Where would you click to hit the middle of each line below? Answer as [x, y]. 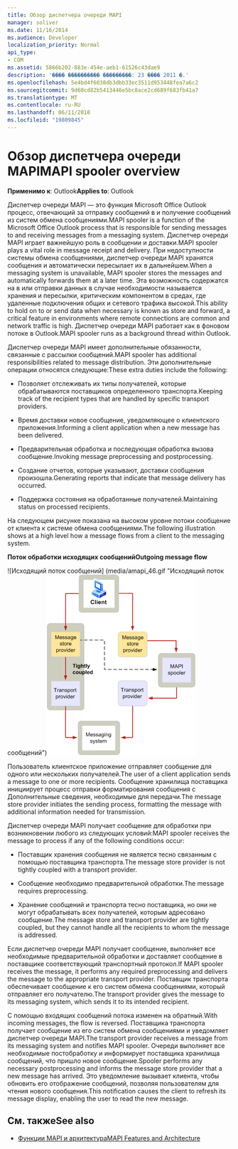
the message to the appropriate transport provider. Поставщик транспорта [118, 979]
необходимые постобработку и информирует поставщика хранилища [114, 1053]
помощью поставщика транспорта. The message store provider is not [121, 862]
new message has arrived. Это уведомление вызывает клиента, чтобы [113, 1076]
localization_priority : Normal [54, 45]
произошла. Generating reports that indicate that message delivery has [121, 477]
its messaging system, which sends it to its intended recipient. [98, 1001]
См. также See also [51, 1121]
